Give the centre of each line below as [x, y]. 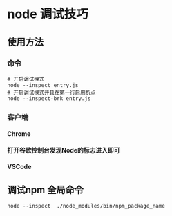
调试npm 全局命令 [46, 189]
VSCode [19, 166]
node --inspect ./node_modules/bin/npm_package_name [86, 206]
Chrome [19, 134]
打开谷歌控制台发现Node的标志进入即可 [64, 150]
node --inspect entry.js [43, 85]
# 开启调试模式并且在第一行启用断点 [51, 92]
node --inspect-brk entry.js [49, 98]
